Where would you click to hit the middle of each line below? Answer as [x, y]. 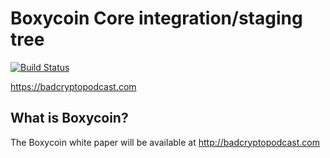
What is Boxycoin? [69, 118]
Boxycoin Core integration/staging [156, 18]
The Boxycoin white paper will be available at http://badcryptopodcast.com [165, 142]
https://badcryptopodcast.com [73, 86]
